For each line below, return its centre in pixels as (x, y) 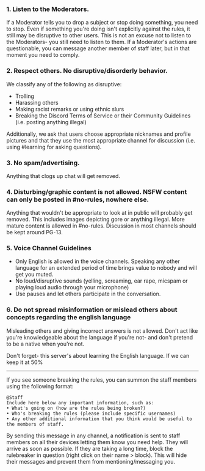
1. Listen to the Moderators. (48, 9)
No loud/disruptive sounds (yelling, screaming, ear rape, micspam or (101, 281)
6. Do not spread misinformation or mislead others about (92, 310)
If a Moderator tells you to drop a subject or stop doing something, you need (102, 23)
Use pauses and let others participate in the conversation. (88, 294)
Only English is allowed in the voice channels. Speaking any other (97, 261)
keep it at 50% (25, 362)
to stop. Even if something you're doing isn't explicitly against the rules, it (98, 29)
